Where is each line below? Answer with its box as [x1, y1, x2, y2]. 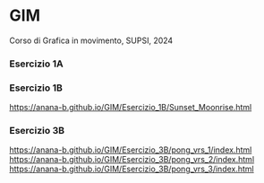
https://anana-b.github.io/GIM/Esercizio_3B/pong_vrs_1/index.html [9, 144, 252, 155]
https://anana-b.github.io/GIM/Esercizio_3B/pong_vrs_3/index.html [9, 163, 254, 175]
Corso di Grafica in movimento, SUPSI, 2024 [9, 35, 174, 46]
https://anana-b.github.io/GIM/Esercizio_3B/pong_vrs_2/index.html [9, 154, 255, 165]
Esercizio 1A [9, 57, 64, 70]
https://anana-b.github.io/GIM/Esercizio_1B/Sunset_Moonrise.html [9, 102, 252, 113]
